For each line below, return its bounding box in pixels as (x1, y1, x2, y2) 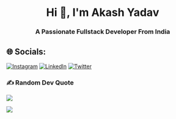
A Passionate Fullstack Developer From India (35, 28, 170, 36)
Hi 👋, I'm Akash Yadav (46, 6, 159, 20)
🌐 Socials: (6, 46, 46, 57)
